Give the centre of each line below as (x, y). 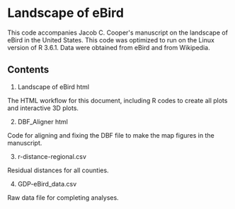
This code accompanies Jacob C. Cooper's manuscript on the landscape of (118, 32)
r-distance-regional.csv (52, 156)
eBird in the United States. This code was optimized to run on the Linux (111, 40)
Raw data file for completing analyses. (63, 197)
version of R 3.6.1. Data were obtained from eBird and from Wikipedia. (109, 47)
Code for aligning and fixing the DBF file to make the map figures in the (111, 135)
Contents (28, 70)
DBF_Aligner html (43, 121)
